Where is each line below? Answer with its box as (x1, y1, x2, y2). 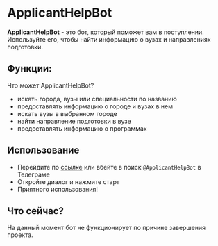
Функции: (7, 63, 52, 74)
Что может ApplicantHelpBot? (7, 81, 94, 90)
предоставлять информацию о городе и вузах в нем (17, 102, 174, 110)
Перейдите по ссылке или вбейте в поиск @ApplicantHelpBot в (17, 163, 201, 171)
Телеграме (17, 170, 50, 179)
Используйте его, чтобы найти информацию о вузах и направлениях (7, 35, 211, 43)
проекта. (7, 231, 33, 239)
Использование (7, 145, 80, 156)
